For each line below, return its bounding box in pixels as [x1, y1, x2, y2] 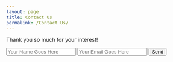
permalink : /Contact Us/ [6, 20, 69, 26]
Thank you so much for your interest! [6, 36, 98, 44]
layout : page [6, 8, 39, 15]
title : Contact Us [6, 14, 52, 20]
